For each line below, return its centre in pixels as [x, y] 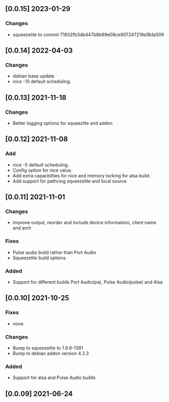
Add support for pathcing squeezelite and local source [70, 181]
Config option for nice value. [42, 170]
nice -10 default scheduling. [42, 82]
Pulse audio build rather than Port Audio [54, 252]
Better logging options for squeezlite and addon [62, 123]
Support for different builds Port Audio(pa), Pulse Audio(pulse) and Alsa [88, 282]
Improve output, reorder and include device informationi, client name [84, 223]
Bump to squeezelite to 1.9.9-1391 [48, 348]
